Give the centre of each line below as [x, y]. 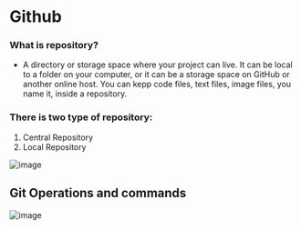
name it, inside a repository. [75, 94]
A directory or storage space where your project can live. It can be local [158, 65]
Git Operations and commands [98, 193]
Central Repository [58, 137]
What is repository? [54, 45]
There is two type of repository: [81, 117]
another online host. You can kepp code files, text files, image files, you [157, 85]
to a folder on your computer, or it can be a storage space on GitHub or [156, 75]
